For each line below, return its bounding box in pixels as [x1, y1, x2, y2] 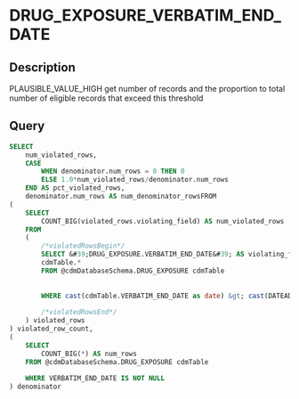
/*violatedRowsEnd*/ [41, 308, 117, 317]
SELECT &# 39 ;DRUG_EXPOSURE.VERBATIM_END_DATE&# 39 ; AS [41, 250, 245, 259]
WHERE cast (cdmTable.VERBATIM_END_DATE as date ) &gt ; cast [41, 291, 265, 300]
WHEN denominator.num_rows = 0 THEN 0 [41, 167, 185, 176]
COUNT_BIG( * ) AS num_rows [41, 349, 138, 358]
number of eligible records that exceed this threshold [9, 93, 204, 103]
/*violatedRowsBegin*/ [41, 241, 125, 250]
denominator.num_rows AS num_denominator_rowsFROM [25, 192, 217, 201]
